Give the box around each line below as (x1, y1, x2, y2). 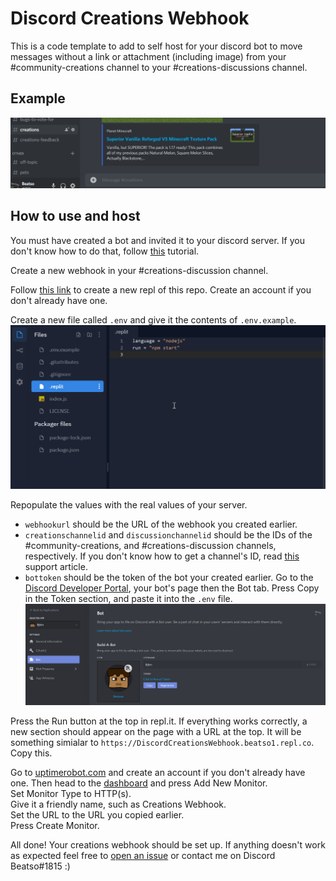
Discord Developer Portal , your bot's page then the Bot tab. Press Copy (24, 582, 320, 594)
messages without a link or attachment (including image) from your (10, 50, 287, 62)
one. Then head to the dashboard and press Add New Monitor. (10, 777, 268, 789)
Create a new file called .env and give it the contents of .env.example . (10, 313, 297, 326)
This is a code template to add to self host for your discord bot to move (10, 40, 303, 52)
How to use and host (10, 208, 141, 225)
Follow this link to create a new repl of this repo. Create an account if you (10, 283, 312, 296)
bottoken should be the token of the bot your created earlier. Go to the (24, 572, 314, 584)
